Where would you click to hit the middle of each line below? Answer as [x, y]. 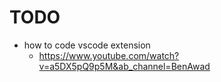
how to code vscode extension [87, 45]
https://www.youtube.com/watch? [109, 55]
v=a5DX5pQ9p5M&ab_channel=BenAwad [124, 66]
